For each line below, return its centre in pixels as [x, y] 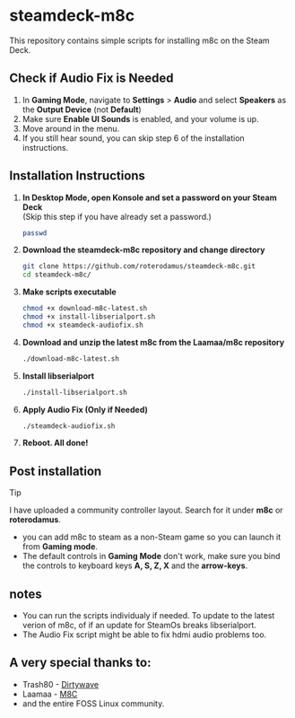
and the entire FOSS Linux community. [93, 703]
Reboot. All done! [55, 443]
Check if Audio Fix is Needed [91, 79]
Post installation [56, 471]
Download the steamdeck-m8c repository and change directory [143, 250]
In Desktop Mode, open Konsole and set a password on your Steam [149, 197]
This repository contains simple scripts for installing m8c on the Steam [140, 40]
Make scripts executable [69, 292]
